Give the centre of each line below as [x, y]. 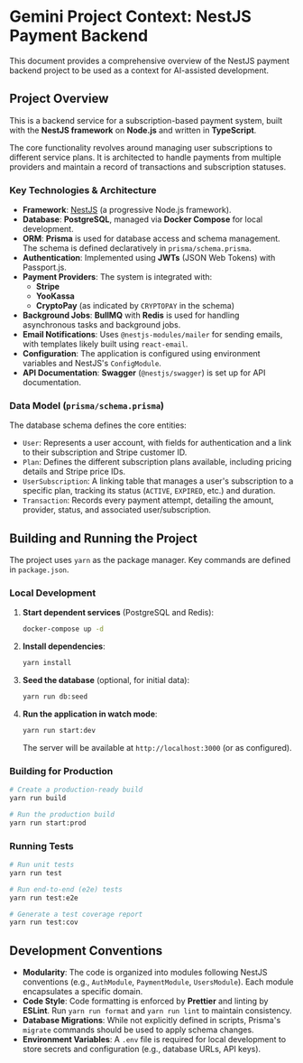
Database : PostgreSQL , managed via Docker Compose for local [142, 219]
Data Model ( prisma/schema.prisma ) [87, 405]
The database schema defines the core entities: [98, 425]
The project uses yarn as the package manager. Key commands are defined [150, 560]
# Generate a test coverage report [76, 914]
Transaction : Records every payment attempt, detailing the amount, [148, 500]
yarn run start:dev [59, 731]
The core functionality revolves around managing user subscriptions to [141, 147]
